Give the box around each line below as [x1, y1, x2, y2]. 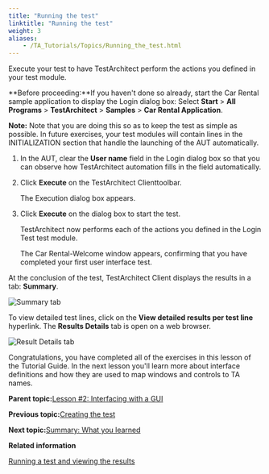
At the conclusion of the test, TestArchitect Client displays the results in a [8, 273, 251, 283]
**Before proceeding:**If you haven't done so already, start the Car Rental [8, 88, 259, 98]
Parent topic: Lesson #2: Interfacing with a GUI [8, 394, 163, 404]
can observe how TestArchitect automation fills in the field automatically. [19, 162, 262, 172]
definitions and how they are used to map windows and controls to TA [8, 370, 240, 380]
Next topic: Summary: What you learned [8, 425, 141, 435]
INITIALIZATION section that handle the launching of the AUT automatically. [8, 138, 259, 148]
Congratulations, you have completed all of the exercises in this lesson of [8, 352, 251, 363]
